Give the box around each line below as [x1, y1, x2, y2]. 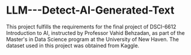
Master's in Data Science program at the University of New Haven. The [6, 35, 179, 43]
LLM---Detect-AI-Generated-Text [6, 4, 174, 17]
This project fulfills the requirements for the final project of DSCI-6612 [6, 23, 176, 30]
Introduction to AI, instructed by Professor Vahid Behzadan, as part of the [6, 29, 185, 36]
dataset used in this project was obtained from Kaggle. [6, 42, 140, 49]
